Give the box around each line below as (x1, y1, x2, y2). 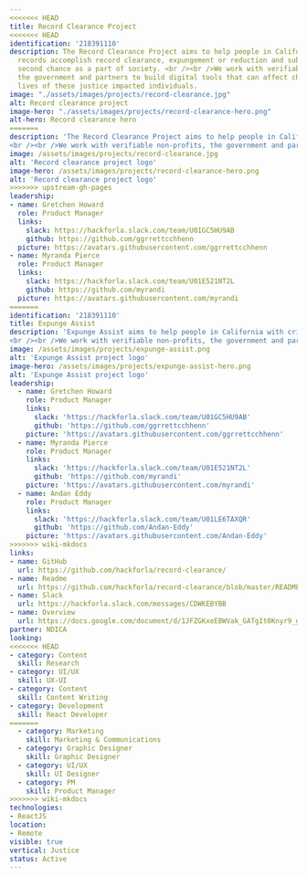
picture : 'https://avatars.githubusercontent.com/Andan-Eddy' (26, 532, 268, 541)
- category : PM (17, 777, 76, 787)
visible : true (9, 837, 64, 846)
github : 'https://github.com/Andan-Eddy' (33, 523, 195, 533)
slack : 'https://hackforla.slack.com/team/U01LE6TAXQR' (33, 514, 251, 523)
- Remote (9, 829, 43, 838)
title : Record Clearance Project (9, 22, 137, 31)
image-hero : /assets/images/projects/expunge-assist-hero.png (9, 362, 251, 371)
